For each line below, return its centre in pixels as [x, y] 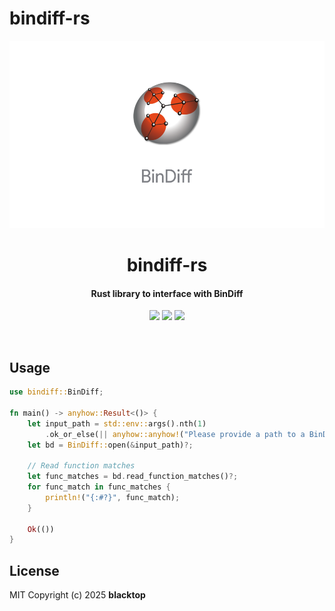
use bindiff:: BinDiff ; [56, 392]
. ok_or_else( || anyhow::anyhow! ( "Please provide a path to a [175, 434]
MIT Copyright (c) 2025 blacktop [77, 595]
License [34, 570]
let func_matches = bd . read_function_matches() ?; [133, 477]
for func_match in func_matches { [99, 487]
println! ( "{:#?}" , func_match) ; [113, 497]
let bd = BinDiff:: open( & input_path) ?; [110, 445]
